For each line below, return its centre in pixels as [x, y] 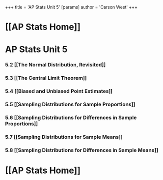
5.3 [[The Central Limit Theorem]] [46, 78]
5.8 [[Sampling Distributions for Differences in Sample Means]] [82, 150]
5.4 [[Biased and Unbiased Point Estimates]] [59, 91]
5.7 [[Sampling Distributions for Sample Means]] [64, 137]
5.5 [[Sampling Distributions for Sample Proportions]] [70, 104]
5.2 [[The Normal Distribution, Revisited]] [55, 65]
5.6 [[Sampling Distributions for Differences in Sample [71, 118]
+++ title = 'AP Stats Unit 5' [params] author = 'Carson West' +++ [71, 7]
